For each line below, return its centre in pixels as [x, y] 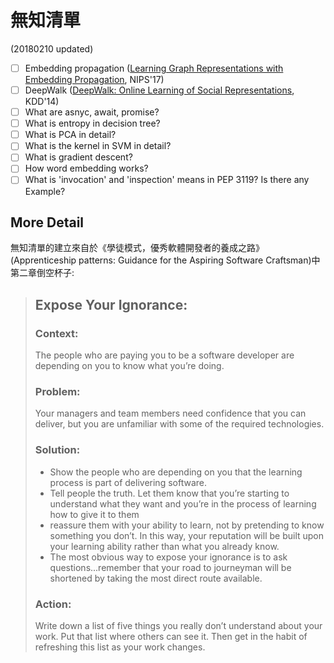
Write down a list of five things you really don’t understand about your [178, 625]
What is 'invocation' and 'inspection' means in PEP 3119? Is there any [167, 180]
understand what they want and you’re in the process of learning [183, 503]
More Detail [47, 222]
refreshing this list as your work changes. [120, 647]
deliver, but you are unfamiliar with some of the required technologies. [179, 424]
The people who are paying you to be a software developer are [164, 355]
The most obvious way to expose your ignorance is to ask [168, 557]
